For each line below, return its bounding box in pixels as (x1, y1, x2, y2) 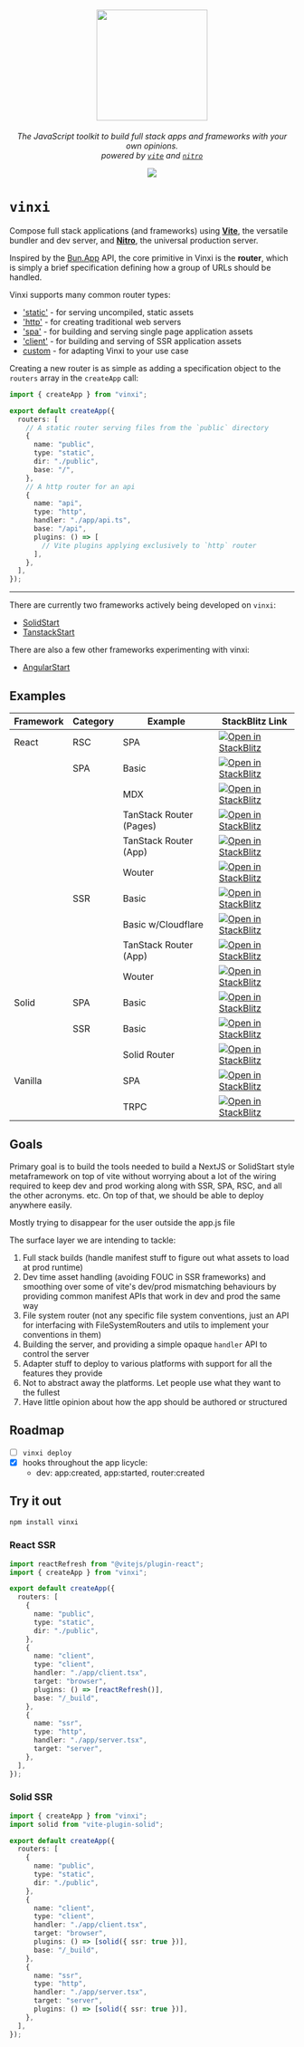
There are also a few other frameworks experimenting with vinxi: (9, 644, 251, 656)
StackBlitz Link (221, 715, 288, 727)
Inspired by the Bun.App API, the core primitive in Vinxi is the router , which (9, 252, 289, 263)
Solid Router (122, 1048, 175, 1061)
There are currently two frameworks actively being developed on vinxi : (9, 600, 277, 610)
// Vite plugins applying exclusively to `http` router (42, 541, 257, 550)
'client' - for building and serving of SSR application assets (22, 335, 242, 346)
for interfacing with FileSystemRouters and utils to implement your (22, 1319, 270, 1331)
